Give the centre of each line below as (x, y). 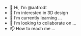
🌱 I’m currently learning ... (36, 18)
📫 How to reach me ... (32, 28)
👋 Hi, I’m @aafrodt (28, 8)
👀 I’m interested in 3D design (39, 13)
